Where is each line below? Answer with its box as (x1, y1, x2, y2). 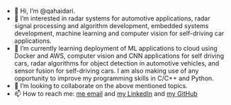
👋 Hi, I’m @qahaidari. (13, 7, 76, 15)
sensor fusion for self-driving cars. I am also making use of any (13, 67, 199, 75)
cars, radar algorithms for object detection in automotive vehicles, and (13, 59, 220, 67)
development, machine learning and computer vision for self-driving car (13, 29, 225, 37)
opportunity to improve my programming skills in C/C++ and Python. (13, 74, 214, 82)
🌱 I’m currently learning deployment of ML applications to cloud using (13, 44, 218, 52)
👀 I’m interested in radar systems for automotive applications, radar (13, 14, 210, 23)
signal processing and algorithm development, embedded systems (13, 22, 209, 30)
